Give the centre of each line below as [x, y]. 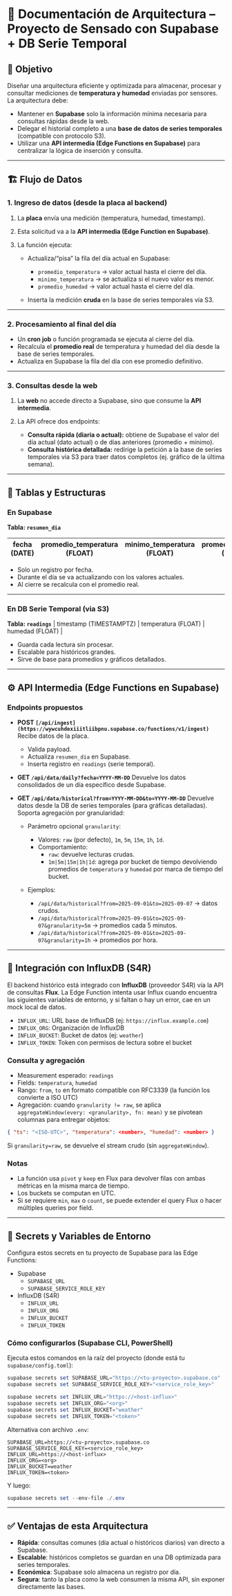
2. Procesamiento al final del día [62, 324]
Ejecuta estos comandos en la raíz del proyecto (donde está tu [96, 1358]
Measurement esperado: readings [65, 1076]
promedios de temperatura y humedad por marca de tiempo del [135, 869]
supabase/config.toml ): [40, 1366]
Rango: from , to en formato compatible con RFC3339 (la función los [114, 1090]
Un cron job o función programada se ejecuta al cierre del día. [106, 339]
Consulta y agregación [46, 1060]
